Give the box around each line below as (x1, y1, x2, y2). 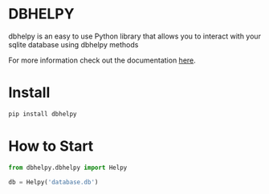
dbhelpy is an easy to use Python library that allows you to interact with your (8, 31, 261, 41)
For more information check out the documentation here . (8, 55, 197, 65)
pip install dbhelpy (8, 110, 78, 118)
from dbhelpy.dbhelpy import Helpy (8, 164, 128, 172)
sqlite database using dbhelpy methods (8, 39, 139, 49)
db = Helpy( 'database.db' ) (8, 178, 99, 186)
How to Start (8, 137, 94, 155)
